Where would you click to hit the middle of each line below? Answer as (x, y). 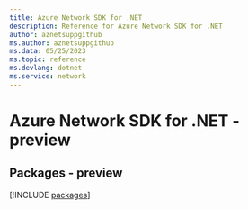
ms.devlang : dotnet (46, 68)
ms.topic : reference (48, 59)
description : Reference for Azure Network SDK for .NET (116, 26)
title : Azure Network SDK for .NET (76, 18)
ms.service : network (48, 77)
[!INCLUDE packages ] (50, 195)
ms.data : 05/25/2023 (48, 51)
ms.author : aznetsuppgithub (62, 43)
